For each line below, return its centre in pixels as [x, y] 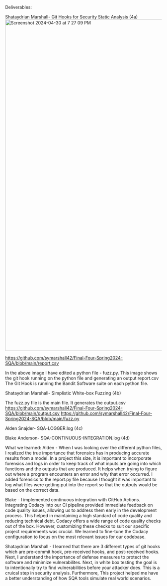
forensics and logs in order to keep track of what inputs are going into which [83, 464]
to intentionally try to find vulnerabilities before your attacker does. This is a [83, 568]
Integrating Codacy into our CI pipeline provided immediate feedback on [79, 505]
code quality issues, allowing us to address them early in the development [81, 510]
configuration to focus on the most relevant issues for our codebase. [75, 537]
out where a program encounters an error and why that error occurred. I [79, 474]
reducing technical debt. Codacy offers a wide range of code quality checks [83, 521]
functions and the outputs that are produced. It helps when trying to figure [81, 469]
